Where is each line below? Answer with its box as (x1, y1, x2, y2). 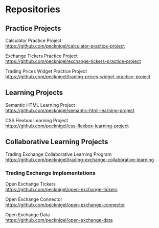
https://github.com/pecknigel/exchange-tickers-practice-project (5, 58, 141, 64)
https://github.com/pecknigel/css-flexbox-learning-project (5, 123, 129, 129)
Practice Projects (5, 24, 61, 33)
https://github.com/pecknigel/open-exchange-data (5, 217, 113, 223)
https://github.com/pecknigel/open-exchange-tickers (5, 186, 118, 192)
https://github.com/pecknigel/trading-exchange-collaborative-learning (5, 156, 154, 163)
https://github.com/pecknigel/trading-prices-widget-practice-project (5, 74, 151, 80)
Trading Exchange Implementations (5, 169, 96, 176)
